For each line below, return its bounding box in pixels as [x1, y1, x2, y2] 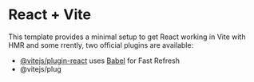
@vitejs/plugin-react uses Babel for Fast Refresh [19, 56, 181, 65]
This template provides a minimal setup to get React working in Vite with [8, 32, 246, 41]
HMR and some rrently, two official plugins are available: [8, 40, 194, 49]
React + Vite [8, 6, 92, 24]
